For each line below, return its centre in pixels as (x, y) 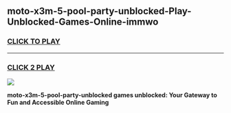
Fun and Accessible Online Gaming (58, 102)
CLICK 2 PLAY (31, 67)
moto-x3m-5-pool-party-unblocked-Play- (99, 11)
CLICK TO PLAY (34, 42)
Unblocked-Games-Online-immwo (83, 22)
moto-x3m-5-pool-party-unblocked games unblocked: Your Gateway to (112, 95)
